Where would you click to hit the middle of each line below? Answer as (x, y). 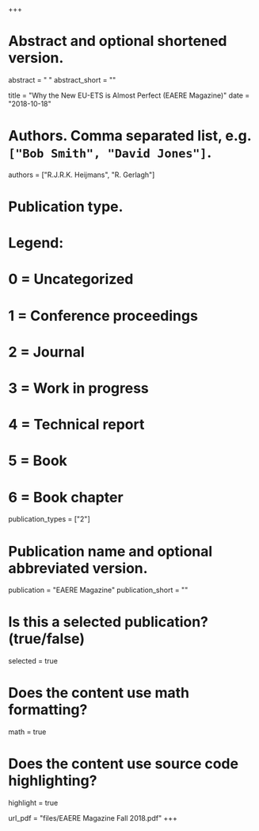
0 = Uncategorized (71, 279)
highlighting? (53, 781)
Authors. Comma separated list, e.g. (130, 136)
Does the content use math (99, 693)
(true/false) (47, 639)
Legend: (36, 243)
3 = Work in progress (78, 388)
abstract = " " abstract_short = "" (62, 79)
